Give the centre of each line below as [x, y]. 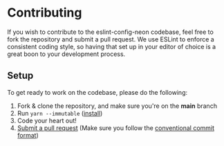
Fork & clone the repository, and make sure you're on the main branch [117, 106]
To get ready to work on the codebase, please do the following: [97, 92]
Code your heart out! [47, 120]
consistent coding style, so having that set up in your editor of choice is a [112, 46]
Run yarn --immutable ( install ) [60, 113]
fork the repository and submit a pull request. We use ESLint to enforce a [111, 39]
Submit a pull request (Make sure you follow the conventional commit [116, 128]
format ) [28, 135]
